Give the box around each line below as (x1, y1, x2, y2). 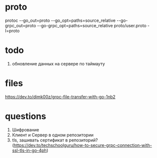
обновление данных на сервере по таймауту (12, 61, 105, 66)
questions (5, 111, 46, 122)
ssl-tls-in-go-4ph (12, 147, 47, 153)
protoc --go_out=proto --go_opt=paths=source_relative (5, 17, 116, 23)
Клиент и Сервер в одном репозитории (12, 132, 94, 138)
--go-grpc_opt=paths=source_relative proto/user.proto (37, 22, 146, 28)
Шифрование (12, 126, 40, 132)
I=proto (5, 28, 20, 33)
